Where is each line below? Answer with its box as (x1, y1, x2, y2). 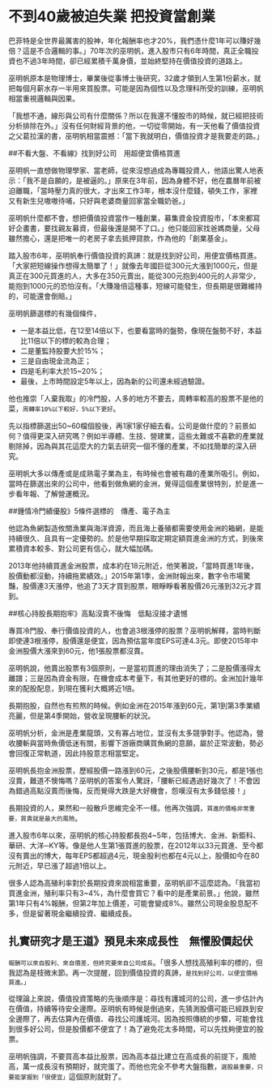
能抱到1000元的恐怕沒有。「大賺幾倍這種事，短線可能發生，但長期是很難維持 (8, 281, 263, 290)
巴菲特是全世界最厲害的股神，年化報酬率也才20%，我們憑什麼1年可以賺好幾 (8, 36, 261, 45)
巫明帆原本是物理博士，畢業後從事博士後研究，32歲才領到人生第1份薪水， (8, 73, 254, 83)
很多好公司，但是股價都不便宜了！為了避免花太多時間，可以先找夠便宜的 (15, 1023, 257, 1034)
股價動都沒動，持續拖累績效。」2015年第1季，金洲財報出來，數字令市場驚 (8, 571, 251, 581)
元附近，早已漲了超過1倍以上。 (8, 860, 111, 870)
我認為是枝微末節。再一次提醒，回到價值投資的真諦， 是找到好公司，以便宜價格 (8, 967, 258, 977)
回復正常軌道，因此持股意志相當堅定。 (15, 748, 143, 758)
